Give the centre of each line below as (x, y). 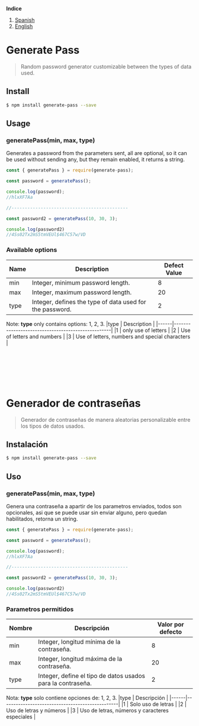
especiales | (21, 717)
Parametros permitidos (40, 609)
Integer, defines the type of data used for (89, 302)
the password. (52, 309)
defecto (171, 632)
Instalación (27, 444)
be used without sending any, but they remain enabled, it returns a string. (95, 160)
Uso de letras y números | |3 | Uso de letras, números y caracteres (87, 711)
